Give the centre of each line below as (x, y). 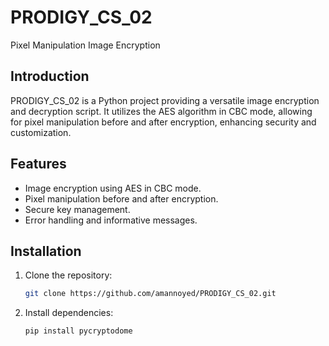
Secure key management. (77, 209)
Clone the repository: (68, 275)
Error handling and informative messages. (111, 220)
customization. (41, 132)
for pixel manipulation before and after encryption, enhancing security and (163, 122)
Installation (46, 251)
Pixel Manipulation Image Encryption (85, 45)
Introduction (50, 76)
